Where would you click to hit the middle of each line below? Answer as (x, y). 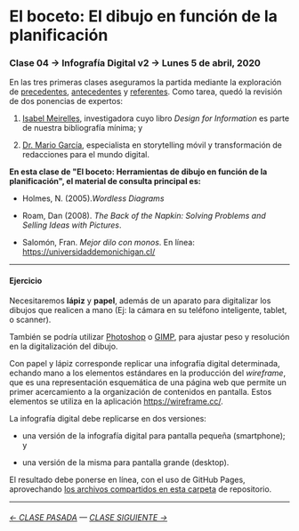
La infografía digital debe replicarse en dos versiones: (108, 418)
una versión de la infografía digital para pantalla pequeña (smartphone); (154, 435)
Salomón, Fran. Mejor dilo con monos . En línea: (109, 243)
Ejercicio (26, 281)
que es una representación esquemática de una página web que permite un (148, 382)
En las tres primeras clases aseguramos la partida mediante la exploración (145, 83)
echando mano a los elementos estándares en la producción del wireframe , (148, 373)
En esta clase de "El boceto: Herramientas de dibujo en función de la (138, 172)
